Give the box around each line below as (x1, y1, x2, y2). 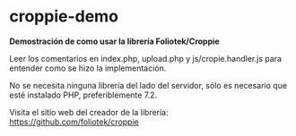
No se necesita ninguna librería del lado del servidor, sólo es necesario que (9, 80, 288, 90)
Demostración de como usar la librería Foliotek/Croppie (9, 36, 220, 47)
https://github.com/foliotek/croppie (9, 116, 139, 127)
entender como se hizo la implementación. (9, 63, 167, 73)
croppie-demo (9, 6, 119, 27)
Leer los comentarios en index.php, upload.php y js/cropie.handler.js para (9, 53, 283, 64)
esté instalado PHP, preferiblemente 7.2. (9, 89, 158, 100)
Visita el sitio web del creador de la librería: (9, 106, 169, 117)
